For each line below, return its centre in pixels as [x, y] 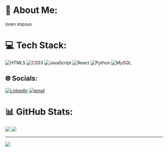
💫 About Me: [31, 10]
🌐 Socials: [21, 79]
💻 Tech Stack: [36, 45]
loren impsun [19, 24]
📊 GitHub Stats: [39, 112]
